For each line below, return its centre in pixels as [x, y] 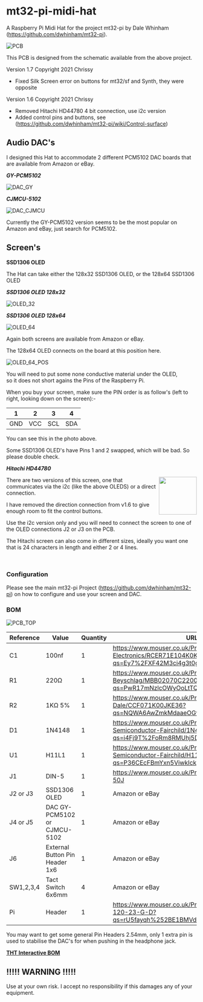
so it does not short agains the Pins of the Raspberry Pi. [76, 380]
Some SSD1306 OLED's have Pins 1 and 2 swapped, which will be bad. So [98, 450]
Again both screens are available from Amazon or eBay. [76, 339]
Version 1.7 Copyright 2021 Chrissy [50, 69]
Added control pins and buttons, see [60, 117]
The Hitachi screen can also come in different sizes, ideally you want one [97, 541]
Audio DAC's [31, 143]
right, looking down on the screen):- [51, 398]
